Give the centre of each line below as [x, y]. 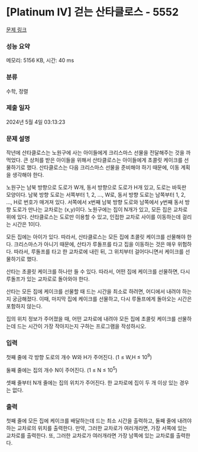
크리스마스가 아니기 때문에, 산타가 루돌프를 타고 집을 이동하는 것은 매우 [95, 244]
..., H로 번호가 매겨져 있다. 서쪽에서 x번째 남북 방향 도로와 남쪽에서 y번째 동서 [95, 202]
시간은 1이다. [27, 225]
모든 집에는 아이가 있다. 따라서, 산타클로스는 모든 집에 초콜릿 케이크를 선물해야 [96, 237]
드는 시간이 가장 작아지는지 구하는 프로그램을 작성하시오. [82, 326]
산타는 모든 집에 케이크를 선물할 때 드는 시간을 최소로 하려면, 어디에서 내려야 [94, 292]
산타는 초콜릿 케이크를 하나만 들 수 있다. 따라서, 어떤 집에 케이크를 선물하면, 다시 [98, 272]
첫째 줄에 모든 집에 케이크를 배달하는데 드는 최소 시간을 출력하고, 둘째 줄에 [91, 421]
